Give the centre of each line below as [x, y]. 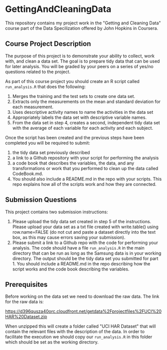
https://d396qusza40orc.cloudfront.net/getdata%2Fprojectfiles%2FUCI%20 [83, 311]
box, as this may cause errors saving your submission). [69, 237]
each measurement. [33, 107]
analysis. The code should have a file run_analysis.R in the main [79, 248]
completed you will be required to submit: [48, 143]
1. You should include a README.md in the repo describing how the [81, 263]
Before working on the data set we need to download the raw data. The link [82, 296]
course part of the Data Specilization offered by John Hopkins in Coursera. [82, 28]
